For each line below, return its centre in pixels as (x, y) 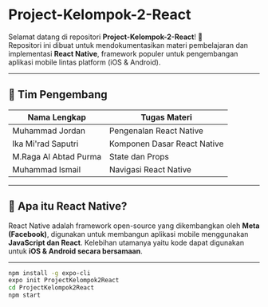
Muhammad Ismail (47, 169)
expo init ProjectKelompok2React (64, 281)
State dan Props (139, 156)
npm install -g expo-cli (49, 273)
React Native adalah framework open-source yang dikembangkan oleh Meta (134, 226)
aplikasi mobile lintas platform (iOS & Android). (85, 62)
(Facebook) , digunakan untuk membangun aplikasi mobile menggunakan (128, 234)
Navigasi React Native (150, 169)
